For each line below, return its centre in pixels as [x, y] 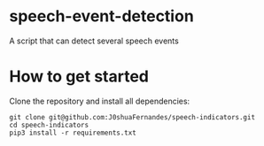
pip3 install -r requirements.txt [73, 133]
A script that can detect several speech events [94, 41]
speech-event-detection [102, 16]
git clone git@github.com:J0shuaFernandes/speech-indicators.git [132, 117]
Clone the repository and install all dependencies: [100, 101]
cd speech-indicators [49, 125]
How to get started [79, 77]
